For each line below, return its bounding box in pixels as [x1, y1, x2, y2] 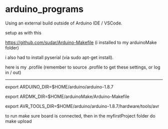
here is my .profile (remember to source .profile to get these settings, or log [5, 64, 161, 70]
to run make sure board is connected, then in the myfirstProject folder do [5, 112, 156, 118]
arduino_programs [5, 3, 84, 15]
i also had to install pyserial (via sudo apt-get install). [5, 54, 114, 60]
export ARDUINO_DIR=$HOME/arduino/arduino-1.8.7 [5, 83, 113, 89]
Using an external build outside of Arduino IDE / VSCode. [5, 20, 122, 26]
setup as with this [5, 29, 41, 35]
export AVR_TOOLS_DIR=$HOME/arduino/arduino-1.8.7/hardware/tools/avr [5, 103, 159, 109]
